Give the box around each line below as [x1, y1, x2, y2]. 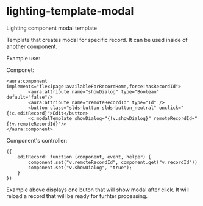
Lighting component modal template [6, 24, 98, 32]
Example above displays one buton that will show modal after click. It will [6, 186, 189, 193]
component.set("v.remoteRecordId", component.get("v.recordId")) [28, 159, 198, 165]
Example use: [6, 54, 41, 62]
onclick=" [158, 105, 184, 111]
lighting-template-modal [6, 4, 134, 18]
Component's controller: [6, 137, 68, 144]
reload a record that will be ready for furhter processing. [6, 192, 148, 199]
